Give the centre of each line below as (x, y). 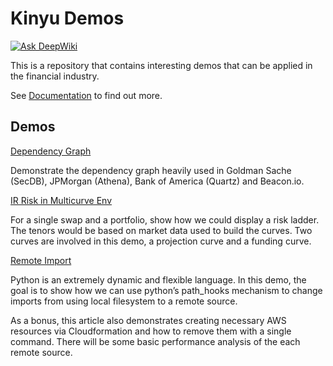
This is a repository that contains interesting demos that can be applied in (161, 65)
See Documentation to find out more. (86, 95)
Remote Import (41, 260)
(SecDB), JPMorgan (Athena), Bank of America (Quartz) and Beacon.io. (157, 181)
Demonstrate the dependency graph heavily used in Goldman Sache (151, 170)
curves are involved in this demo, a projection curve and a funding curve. (161, 241)
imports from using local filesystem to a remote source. (124, 301)
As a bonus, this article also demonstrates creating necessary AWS (148, 320)
